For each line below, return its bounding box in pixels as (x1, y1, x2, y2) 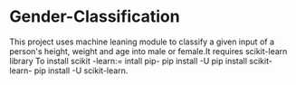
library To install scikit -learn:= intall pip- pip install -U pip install (9, 55, 247, 66)
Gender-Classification (9, 6, 180, 27)
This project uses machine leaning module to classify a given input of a (9, 36, 274, 47)
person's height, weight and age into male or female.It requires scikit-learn (9, 45, 288, 56)
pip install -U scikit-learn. (33, 65, 129, 76)
